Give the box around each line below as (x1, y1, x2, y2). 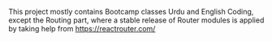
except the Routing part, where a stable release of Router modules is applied (8, 15, 265, 25)
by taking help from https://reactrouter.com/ (8, 24, 156, 33)
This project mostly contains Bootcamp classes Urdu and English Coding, (8, 7, 254, 16)
